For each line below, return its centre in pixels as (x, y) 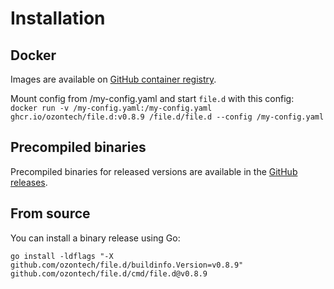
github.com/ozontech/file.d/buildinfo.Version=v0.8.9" (127, 265)
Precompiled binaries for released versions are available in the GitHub (154, 171)
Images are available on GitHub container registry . (113, 79)
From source (50, 213)
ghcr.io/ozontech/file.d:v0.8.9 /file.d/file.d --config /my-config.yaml (167, 117)
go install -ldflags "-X (62, 256)
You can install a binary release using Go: (95, 238)
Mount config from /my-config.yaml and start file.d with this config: (152, 98)
